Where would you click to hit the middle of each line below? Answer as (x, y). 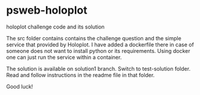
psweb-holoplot (47, 10)
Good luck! (20, 86)
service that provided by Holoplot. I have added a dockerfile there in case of (100, 45)
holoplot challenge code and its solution (55, 27)
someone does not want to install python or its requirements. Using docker (98, 50)
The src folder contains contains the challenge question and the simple (94, 38)
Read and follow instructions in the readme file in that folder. (81, 75)
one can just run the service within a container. (64, 57)
